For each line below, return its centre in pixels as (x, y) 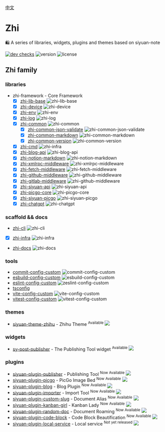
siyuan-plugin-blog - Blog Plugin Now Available (59, 386)
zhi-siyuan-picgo (38, 198)
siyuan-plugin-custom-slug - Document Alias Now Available (72, 398)
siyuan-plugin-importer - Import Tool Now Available (64, 392)
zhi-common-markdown (53, 135)
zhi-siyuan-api (35, 187)
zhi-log (27, 118)
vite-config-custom (33, 294)
